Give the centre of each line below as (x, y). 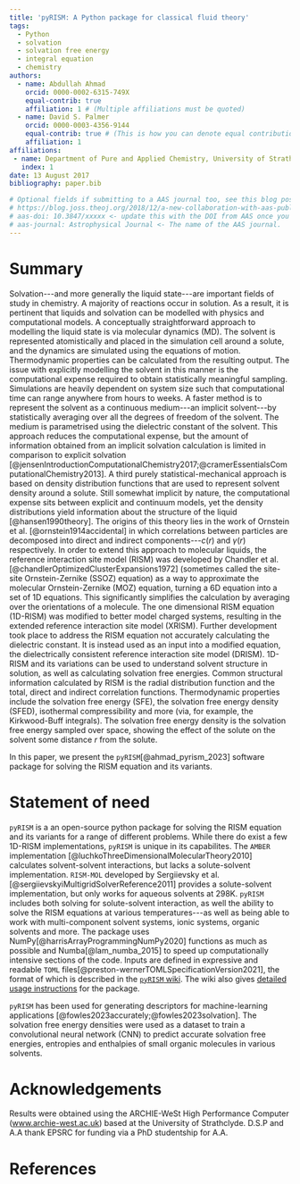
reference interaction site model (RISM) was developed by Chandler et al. (144, 559)
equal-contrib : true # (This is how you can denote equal (135, 134)
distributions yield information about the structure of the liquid (124, 512)
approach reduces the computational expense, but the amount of (129, 436)
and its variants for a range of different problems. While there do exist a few (148, 837)
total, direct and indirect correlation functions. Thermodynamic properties (145, 692)
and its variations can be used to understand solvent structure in (149, 663)
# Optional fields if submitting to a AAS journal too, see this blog (143, 200)
